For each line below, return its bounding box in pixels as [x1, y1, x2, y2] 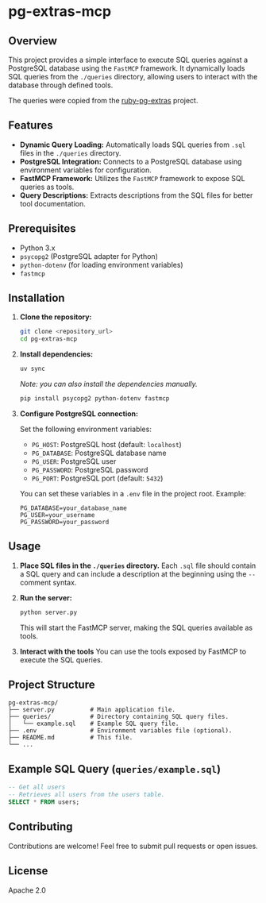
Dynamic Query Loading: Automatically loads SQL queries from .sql [19, 140, 246, 149]
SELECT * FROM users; [8, 798, 80, 806]
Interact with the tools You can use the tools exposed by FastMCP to [19, 646, 247, 656]
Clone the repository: [19, 312, 92, 322]
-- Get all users [8, 783, 66, 792]
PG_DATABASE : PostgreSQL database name [31, 448, 167, 457]
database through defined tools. [8, 80, 114, 90]
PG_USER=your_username [19, 511, 95, 519]
